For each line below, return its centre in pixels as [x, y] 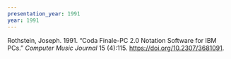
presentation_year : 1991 [44, 14]
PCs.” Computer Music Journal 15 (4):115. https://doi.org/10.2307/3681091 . [116, 48]
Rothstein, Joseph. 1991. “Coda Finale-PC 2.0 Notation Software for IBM [112, 40]
